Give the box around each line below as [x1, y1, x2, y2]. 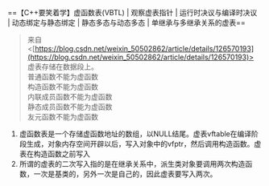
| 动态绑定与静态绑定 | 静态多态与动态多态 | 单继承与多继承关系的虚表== [7, 18, 246, 27]
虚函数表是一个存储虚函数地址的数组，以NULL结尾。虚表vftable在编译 [19, 129, 252, 139]
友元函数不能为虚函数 [27, 112, 98, 121]
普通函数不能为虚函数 [27, 72, 98, 81]
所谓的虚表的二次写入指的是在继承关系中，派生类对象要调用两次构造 [19, 160, 246, 168]
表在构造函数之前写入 [19, 149, 90, 159]
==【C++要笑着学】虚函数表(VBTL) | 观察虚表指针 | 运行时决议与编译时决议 [7, 8, 258, 17]
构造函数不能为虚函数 [27, 82, 98, 91]
